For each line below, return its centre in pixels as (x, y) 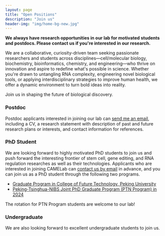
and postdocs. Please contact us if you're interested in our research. (78, 43)
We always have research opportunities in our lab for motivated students (82, 38)
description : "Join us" (30, 19)
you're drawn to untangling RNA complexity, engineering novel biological (80, 74)
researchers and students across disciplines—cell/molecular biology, (76, 58)
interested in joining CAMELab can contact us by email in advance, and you (83, 168)
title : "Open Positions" (31, 14)
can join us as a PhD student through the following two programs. (73, 174)
